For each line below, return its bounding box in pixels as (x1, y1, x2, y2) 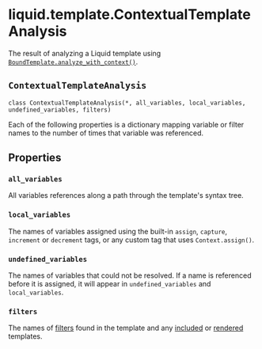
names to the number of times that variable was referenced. (8, 128, 204, 138)
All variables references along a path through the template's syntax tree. (8, 191, 244, 200)
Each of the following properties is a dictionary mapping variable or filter (8, 119, 245, 129)
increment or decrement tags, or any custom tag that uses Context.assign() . (8, 235, 255, 245)
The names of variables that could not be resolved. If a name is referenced (8, 271, 252, 280)
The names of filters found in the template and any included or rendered (8, 323, 244, 333)
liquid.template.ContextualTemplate (8, 6, 251, 24)
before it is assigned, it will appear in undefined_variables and (8, 279, 211, 289)
